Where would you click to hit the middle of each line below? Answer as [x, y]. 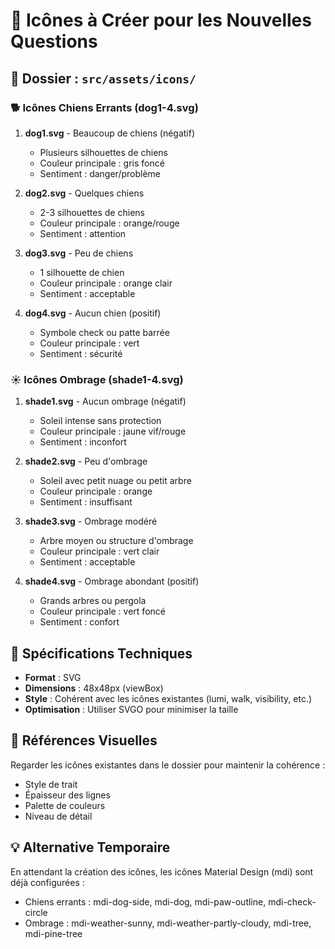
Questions [54, 41]
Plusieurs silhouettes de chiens [103, 152]
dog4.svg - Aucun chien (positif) [93, 313]
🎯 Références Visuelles [84, 740]
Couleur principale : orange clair [106, 283]
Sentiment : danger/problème [100, 173]
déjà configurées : [47, 882]
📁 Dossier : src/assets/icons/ [103, 78]
